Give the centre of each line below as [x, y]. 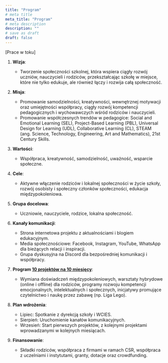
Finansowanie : [28, 340]
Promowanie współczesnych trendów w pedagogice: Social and [86, 117]
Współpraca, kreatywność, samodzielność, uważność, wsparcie [86, 158]
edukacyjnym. [34, 238]
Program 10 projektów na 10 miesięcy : [53, 269]
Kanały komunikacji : [34, 223]
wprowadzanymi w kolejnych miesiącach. [63, 330]
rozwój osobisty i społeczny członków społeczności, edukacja [84, 188]
